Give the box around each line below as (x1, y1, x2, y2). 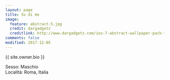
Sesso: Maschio (5, 63, 39, 69)
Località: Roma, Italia (5, 69, 49, 75)
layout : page (5, 7, 33, 13)
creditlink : (10, 31, 35, 36)
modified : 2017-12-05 (5, 40, 51, 45)
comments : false (5, 36, 39, 41)
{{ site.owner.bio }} (5, 54, 45, 60)
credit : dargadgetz (10, 26, 51, 31)
